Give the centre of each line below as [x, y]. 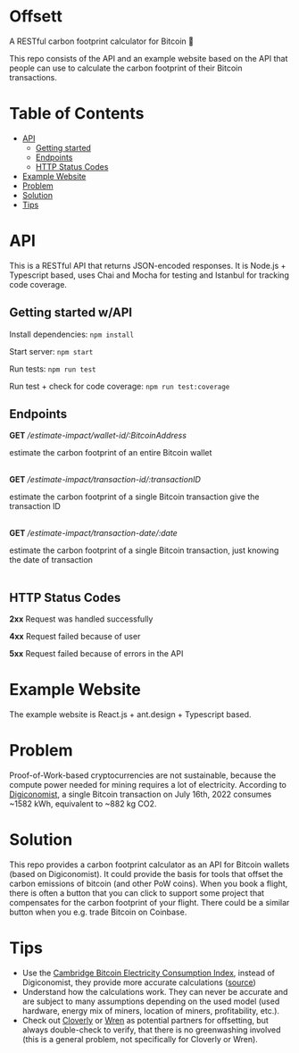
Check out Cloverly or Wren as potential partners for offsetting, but [145, 1020]
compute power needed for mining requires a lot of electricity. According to [148, 785]
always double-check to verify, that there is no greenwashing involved [151, 1030]
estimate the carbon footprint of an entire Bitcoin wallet [111, 453]
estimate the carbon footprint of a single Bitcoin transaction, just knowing [144, 550]
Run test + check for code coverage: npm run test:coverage [120, 386]
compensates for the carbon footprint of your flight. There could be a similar [149, 903]
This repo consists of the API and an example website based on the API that [149, 58]
